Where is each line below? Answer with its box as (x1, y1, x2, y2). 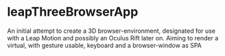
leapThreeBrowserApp (7, 4, 139, 20)
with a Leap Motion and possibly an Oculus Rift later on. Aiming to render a (7, 33, 219, 42)
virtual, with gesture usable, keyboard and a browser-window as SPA (7, 41, 202, 49)
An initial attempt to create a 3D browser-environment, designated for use (7, 27, 216, 35)
